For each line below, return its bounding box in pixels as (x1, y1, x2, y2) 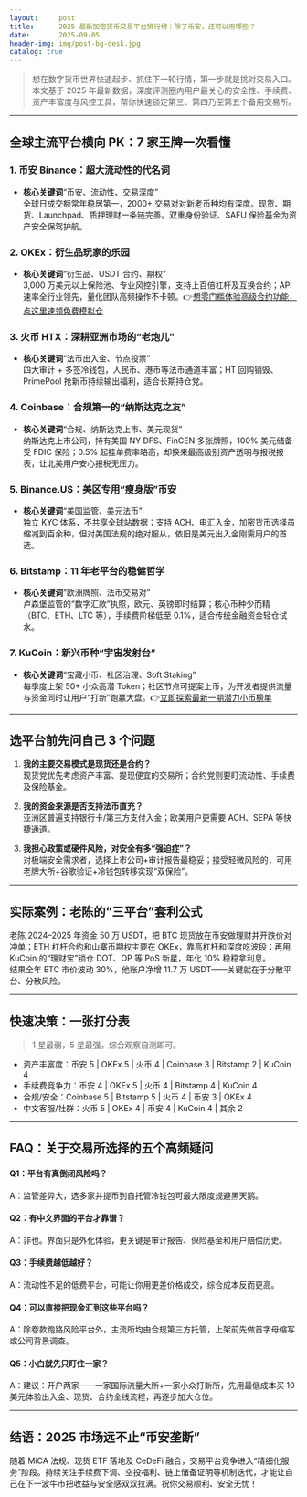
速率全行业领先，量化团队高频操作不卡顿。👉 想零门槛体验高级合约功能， (22, 292, 297, 303)
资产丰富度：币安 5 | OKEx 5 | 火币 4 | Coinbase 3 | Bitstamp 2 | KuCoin (22, 1059, 291, 1070)
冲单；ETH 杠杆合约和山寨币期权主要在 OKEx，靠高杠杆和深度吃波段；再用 (9, 941, 291, 952)
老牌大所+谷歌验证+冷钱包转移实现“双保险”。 (22, 865, 194, 877)
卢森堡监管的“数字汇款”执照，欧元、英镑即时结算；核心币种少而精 (22, 599, 271, 610)
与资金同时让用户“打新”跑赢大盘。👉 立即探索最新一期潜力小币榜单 (22, 692, 272, 703)
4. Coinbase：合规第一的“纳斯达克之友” (9, 401, 186, 414)
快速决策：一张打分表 (9, 1014, 130, 1029)
